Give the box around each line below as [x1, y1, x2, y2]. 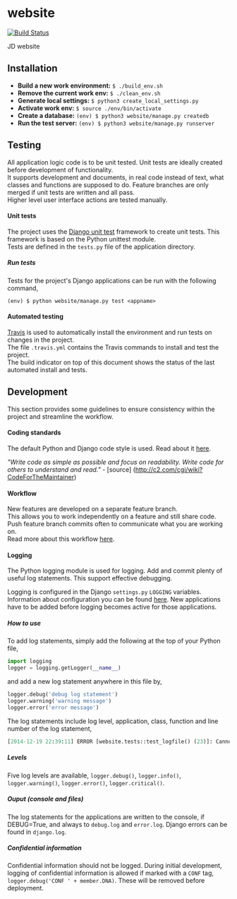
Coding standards [7, 429, 61, 437]
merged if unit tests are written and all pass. [7, 188, 135, 196]
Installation [7, 62, 58, 75]
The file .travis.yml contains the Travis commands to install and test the [7, 343, 219, 351]
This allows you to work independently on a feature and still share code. [7, 512, 217, 520]
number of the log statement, [7, 724, 92, 732]
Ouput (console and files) [7, 794, 84, 803]
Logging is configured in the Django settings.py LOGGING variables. [7, 588, 202, 596]
